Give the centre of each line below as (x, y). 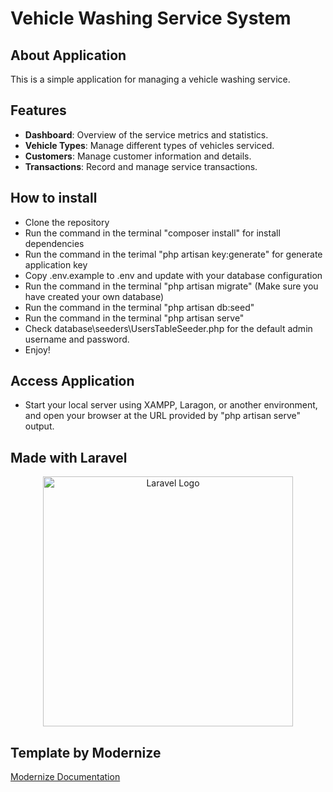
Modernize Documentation (65, 777)
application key (56, 264)
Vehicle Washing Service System (151, 18)
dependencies (54, 243)
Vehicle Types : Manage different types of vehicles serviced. (149, 145)
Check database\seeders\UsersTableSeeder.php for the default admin (168, 328)
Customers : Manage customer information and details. (138, 156)
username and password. (77, 339)
